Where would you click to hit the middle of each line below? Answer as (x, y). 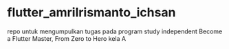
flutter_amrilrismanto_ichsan (91, 13)
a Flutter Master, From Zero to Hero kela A (66, 38)
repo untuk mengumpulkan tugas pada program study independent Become (115, 31)
